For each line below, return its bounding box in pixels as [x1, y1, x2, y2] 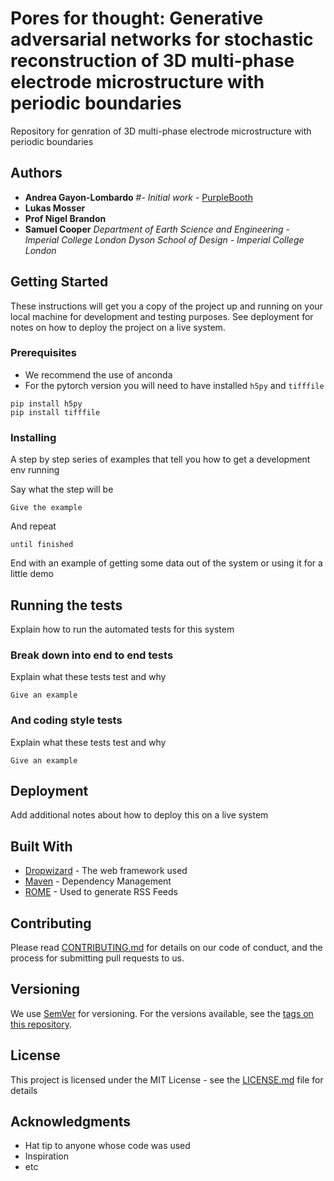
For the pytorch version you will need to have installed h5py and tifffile [24, 379, 325, 391]
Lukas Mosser [24, 202, 86, 214]
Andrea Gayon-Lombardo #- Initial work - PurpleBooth [24, 191, 253, 203]
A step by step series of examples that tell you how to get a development [10, 453, 311, 466]
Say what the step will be [10, 483, 114, 496]
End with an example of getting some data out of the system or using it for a [10, 557, 323, 569]
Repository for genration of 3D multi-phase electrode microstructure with [10, 125, 312, 137]
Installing [10, 430, 57, 444]
